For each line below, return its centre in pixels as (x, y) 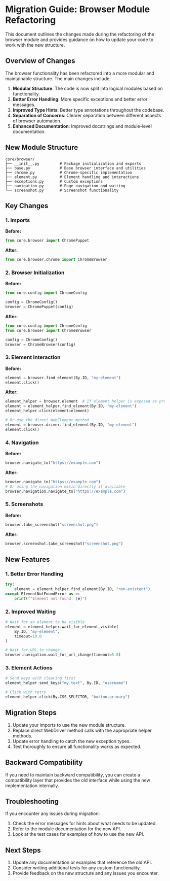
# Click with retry (26, 692)
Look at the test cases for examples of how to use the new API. (78, 834)
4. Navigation (22, 443)
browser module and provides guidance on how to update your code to (79, 40)
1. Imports (18, 220)
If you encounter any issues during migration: (53, 814)
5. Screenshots (24, 504)
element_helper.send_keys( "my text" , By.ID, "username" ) (67, 683)
